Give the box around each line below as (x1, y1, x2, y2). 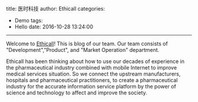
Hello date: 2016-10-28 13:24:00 (14, 23, 93, 30)
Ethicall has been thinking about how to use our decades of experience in (6, 58, 184, 65)
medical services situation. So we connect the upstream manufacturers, (6, 70, 181, 77)
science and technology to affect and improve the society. (6, 89, 147, 96)
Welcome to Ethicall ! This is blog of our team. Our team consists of (6, 40, 168, 47)
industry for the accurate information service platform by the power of (6, 83, 177, 90)
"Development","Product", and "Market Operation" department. (6, 47, 160, 53)
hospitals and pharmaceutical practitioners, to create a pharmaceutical (6, 77, 178, 84)
